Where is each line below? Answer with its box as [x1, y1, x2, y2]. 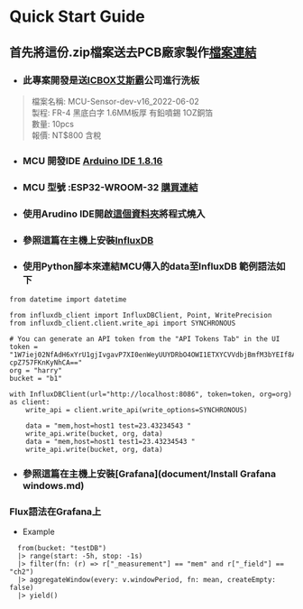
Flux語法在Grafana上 [9, 505, 102, 518]
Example [22, 526, 56, 538]
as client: [9, 397, 50, 407]
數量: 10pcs [31, 118, 75, 129]
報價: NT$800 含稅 [31, 129, 102, 141]
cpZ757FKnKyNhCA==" [9, 358, 83, 367]
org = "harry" [9, 365, 63, 375]
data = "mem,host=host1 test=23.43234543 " [25, 421, 192, 430]
